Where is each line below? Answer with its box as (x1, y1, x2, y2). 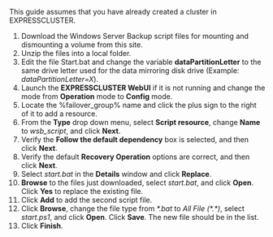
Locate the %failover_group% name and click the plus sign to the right (20, 101, 257, 110)
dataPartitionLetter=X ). (20, 75, 99, 84)
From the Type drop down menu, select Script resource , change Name (20, 118, 261, 127)
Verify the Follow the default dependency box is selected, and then (20, 135, 249, 144)
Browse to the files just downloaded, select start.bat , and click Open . (20, 178, 254, 187)
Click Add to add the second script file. (20, 195, 153, 205)
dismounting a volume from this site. (20, 40, 143, 50)
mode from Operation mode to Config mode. (20, 92, 173, 101)
